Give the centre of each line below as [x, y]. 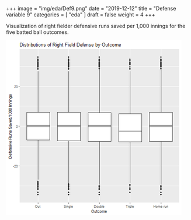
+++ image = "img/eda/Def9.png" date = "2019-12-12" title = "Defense [91, 8]
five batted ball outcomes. [37, 32]
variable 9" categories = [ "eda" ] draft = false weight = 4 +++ [81, 15]
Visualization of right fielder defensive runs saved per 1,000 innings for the [96, 26]
